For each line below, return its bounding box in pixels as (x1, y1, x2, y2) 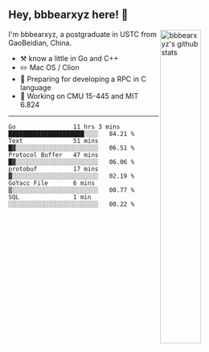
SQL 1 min (8, 193, 92, 201)
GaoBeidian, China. (8, 38, 72, 47)
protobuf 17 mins (8, 165, 99, 173)
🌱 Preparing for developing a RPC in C (19, 74, 147, 84)
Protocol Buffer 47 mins (8, 150, 99, 159)
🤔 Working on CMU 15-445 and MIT (19, 91, 139, 100)
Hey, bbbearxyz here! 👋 (8, 8, 129, 22)
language (19, 82, 51, 92)
